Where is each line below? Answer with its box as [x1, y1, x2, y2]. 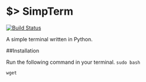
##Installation [6, 47, 40, 54]
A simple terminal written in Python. [6, 35, 93, 42]
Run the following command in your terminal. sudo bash [6, 58, 141, 65]
